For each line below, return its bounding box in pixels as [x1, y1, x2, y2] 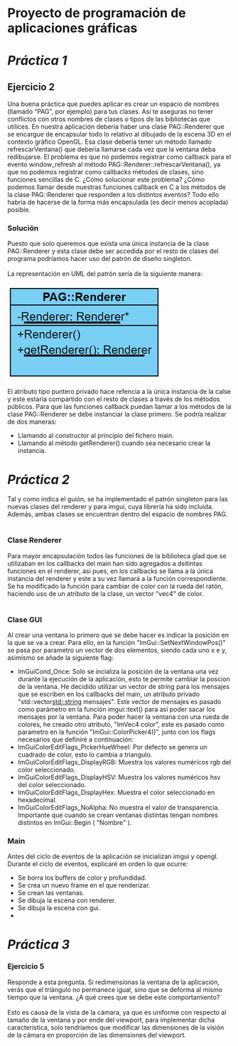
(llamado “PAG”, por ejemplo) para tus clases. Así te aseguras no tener [7, 107, 214, 116]
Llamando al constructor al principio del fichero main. [17, 432, 174, 440]
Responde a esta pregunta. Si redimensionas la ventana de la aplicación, [7, 978, 220, 986]
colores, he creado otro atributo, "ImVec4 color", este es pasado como [17, 720, 225, 729]
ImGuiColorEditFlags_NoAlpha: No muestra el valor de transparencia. [17, 804, 220, 812]
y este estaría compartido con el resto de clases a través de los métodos [7, 395, 220, 403]
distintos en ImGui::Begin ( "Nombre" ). [17, 818, 132, 827]
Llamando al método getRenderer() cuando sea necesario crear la [17, 439, 211, 447]
